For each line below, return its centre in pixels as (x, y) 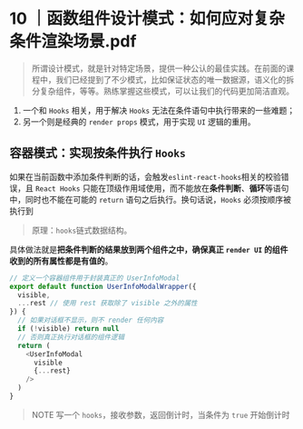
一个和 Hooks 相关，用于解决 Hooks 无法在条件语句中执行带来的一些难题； (159, 110)
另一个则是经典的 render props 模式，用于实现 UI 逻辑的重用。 (139, 121)
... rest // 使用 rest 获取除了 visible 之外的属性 (108, 304)
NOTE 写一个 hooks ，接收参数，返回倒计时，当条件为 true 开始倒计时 (161, 414)
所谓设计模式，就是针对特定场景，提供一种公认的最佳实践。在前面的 (159, 68)
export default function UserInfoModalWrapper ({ (103, 286)
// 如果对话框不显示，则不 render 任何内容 (91, 320)
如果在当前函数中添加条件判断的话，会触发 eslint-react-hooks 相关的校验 (145, 176)
